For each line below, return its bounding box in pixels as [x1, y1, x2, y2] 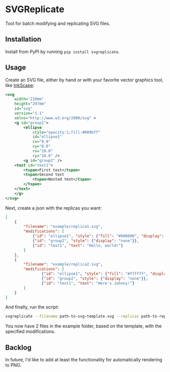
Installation [5, 35, 41, 44]
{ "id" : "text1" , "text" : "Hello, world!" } [32, 243, 123, 248]
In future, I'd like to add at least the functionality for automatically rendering [5, 357, 163, 363]
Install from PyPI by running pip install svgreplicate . [5, 48, 120, 54]
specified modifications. [5, 328, 56, 334]
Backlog [5, 343, 32, 352]
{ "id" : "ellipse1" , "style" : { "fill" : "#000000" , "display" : [32, 233, 164, 239]
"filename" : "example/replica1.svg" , [23, 224, 103, 229]
